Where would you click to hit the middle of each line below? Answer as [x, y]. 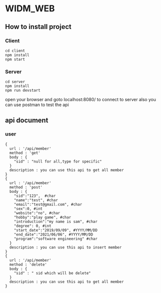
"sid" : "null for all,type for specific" [58, 161]
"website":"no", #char [37, 213]
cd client [15, 51]
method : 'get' [25, 153]
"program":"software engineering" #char [56, 239]
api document [27, 120]
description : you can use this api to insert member [66, 247]
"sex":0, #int [28, 209]
